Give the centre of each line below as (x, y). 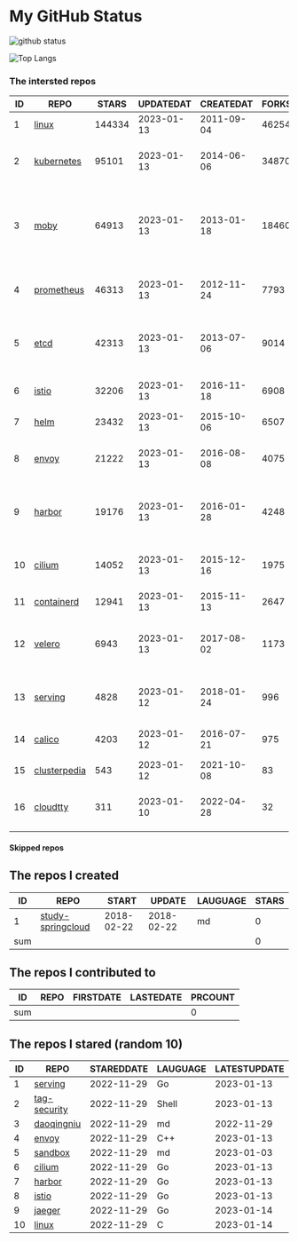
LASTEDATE (156, 998)
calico (47, 740)
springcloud (65, 927)
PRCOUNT (213, 998)
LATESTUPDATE (250, 1069)
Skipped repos (37, 847)
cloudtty (51, 807)
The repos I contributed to (83, 973)
